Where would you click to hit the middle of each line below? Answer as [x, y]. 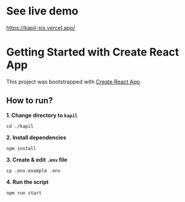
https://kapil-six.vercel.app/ [41, 28]
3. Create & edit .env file [37, 159]
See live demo [42, 11]
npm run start [24, 193]
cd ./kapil [20, 126]
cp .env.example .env [34, 171]
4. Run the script [28, 181]
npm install [21, 148]
